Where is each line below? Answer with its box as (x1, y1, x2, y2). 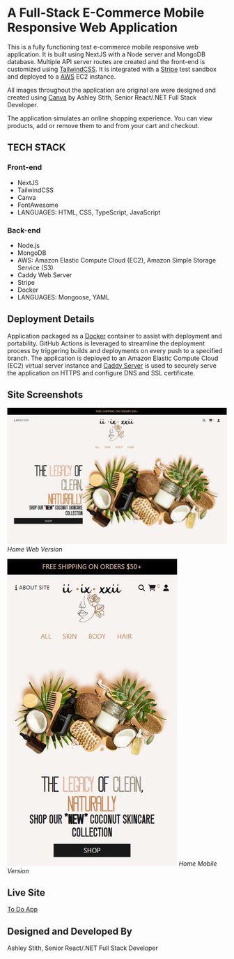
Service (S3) (17, 263, 54, 272)
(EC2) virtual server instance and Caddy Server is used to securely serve (7, 361, 217, 370)
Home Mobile (178, 859, 217, 868)
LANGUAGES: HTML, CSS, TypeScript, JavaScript (17, 208, 161, 217)
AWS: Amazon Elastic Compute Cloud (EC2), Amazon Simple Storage (17, 256, 217, 264)
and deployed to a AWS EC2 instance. (7, 72, 116, 81)
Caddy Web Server (17, 270, 72, 279)
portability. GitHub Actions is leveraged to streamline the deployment (7, 339, 205, 348)
